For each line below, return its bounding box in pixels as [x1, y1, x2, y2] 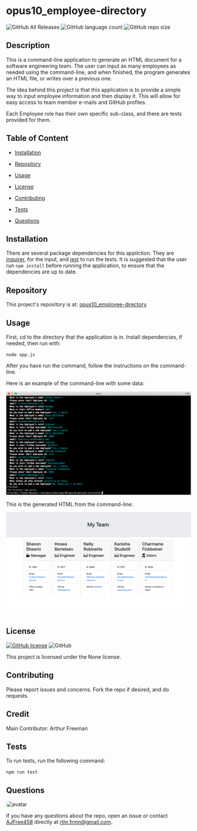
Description [6, 40, 50, 50]
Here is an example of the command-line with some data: [6, 380, 145, 387]
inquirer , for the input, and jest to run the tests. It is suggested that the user [6, 256, 188, 263]
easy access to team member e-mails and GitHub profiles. [6, 99, 147, 106]
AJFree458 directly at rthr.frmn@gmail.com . [6, 819, 113, 826]
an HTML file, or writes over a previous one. [6, 75, 113, 82]
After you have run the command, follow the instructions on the [6, 362, 159, 369]
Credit [6, 709, 29, 719]
